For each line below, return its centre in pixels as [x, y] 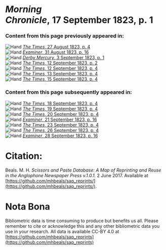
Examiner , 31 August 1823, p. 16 [56, 52]
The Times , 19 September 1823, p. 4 [60, 109]
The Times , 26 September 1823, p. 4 [60, 130]
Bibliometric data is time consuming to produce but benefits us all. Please [82, 221]
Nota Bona [28, 206]
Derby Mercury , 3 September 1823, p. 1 [64, 58]
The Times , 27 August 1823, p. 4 [56, 47]
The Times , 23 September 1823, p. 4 [60, 124]
